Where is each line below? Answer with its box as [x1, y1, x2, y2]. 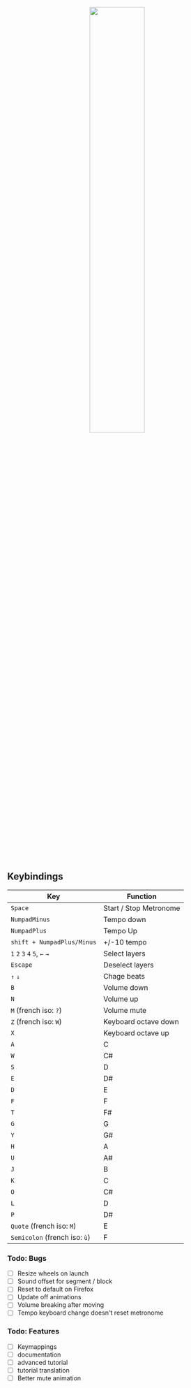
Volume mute [103, 1005, 147, 1015]
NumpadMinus [10, 915, 51, 923]
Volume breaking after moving [17, 1301, 105, 1309]
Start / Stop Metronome [103, 903, 181, 913]
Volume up [103, 994, 139, 1004]
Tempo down [103, 914, 146, 924]
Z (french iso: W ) [10, 1016, 63, 1026]
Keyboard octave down [103, 1016, 179, 1026]
